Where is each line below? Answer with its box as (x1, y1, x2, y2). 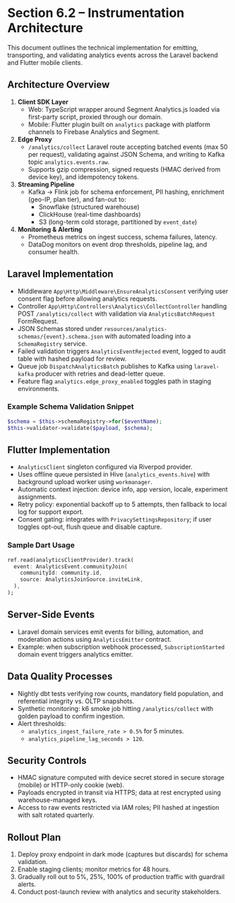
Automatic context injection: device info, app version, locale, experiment (17, 485, 228, 494)
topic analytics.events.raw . (28, 157, 110, 166)
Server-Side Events (7, 609, 95, 621)
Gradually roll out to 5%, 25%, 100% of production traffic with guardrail (17, 873, 225, 881)
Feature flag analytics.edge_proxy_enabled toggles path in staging (17, 376, 212, 385)
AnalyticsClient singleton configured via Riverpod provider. (17, 462, 193, 471)
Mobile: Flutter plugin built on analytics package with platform (28, 120, 210, 128)
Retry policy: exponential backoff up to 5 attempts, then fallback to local (17, 500, 227, 509)
